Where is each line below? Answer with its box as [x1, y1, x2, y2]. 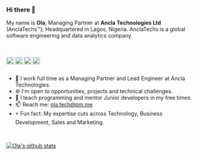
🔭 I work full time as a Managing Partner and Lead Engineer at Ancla [15, 75, 186, 82]
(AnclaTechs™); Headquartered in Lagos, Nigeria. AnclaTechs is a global [6, 25, 186, 33]
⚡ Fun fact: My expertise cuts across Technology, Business [15, 110, 163, 117]
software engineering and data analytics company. [6, 32, 133, 39]
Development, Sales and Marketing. [15, 119, 104, 126]
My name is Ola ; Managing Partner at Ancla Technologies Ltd [6, 19, 162, 27]
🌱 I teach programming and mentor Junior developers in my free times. [15, 94, 192, 102]
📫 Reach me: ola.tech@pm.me [15, 101, 93, 108]
